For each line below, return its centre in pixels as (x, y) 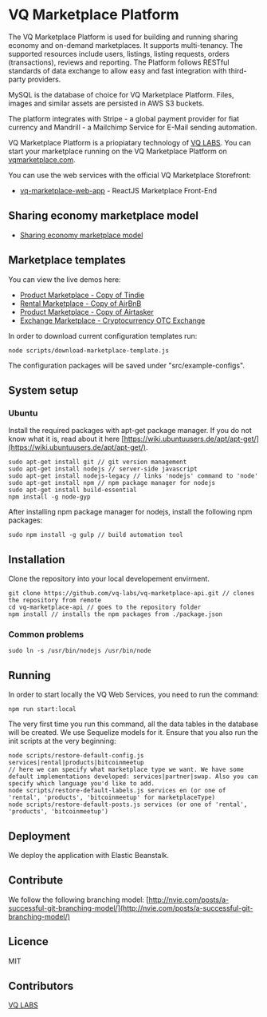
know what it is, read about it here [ (67, 439)
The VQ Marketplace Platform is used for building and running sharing (123, 37)
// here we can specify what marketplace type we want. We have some (126, 770)
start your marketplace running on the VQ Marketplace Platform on (118, 151)
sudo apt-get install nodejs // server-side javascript (103, 469)
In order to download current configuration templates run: (103, 336)
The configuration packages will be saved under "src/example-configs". (127, 365)
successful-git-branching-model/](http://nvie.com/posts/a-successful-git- (131, 908)
